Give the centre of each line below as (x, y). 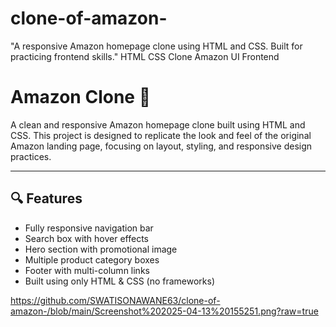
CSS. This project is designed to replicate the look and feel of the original (161, 135)
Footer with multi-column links (87, 270)
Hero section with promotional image (101, 249)
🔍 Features (46, 198)
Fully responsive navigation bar (89, 228)
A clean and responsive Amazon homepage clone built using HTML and (158, 124)
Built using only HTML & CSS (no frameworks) (120, 281)
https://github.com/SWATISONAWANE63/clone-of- (115, 300)
